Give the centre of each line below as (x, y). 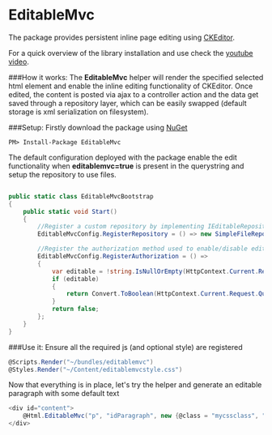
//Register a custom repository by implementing (121, 227)
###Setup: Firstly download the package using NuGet (98, 127)
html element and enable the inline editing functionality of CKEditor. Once (131, 86)
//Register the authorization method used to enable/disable (143, 249)
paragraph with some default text (64, 394)
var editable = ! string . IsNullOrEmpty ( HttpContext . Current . (155, 271)
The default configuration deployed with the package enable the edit (123, 157)
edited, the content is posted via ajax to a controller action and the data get (134, 94)
